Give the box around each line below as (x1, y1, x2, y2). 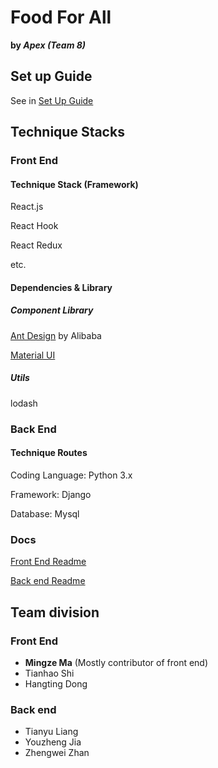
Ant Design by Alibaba (10, 329, 102, 341)
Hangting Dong (24, 677, 88, 690)
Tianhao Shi (24, 667, 75, 679)
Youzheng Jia (24, 736, 82, 748)
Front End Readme (10, 556, 87, 568)
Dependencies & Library (10, 281, 113, 293)
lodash (10, 397, 38, 409)
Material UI (10, 349, 56, 361)
